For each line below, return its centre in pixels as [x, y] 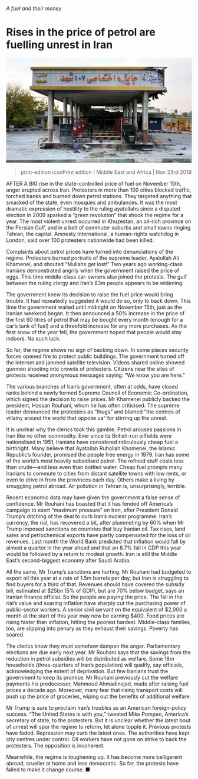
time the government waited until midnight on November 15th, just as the [94, 307]
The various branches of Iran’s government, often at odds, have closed [92, 387]
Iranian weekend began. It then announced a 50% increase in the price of [95, 313]
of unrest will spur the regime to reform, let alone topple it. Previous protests [99, 727]
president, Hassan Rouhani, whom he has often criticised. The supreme [93, 406]
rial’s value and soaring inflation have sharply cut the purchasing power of [96, 603]
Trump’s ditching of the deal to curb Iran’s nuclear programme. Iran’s [89, 516]
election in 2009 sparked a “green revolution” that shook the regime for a [95, 215]
